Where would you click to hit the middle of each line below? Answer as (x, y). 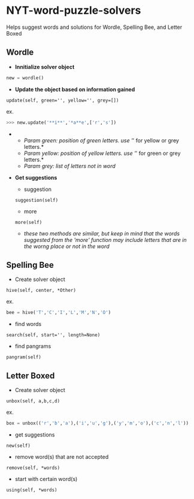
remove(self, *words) (33, 468)
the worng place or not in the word (66, 246)
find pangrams (33, 346)
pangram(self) (24, 357)
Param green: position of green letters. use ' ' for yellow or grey (101, 140)
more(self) (28, 222)
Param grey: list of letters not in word (69, 166)
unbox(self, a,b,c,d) (33, 401)
